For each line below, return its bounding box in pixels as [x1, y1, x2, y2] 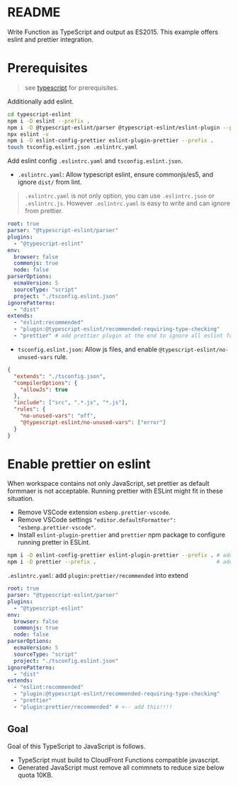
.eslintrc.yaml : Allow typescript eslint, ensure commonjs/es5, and [17, 171, 214, 179]
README [7, 4, 61, 21]
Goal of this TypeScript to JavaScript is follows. [7, 741, 146, 751]
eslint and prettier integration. [7, 35, 94, 43]
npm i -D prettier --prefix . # [7, 559, 220, 566]
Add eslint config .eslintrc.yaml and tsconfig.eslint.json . [7, 156, 183, 165]
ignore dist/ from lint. [17, 178, 82, 186]
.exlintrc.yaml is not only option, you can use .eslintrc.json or [24, 192, 215, 200]
